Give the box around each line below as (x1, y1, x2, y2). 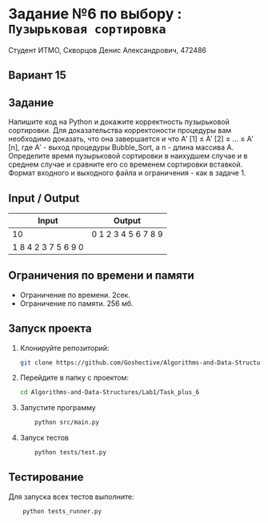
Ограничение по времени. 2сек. (19, 290, 130, 300)
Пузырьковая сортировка (8, 22, 166, 37)
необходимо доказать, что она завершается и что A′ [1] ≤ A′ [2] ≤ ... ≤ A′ (8, 134, 254, 144)
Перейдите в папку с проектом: (19, 373, 130, 383)
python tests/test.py (34, 449, 106, 457)
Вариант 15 (8, 69, 66, 82)
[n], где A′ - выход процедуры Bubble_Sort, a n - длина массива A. (8, 143, 234, 152)
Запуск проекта (8, 322, 92, 336)
